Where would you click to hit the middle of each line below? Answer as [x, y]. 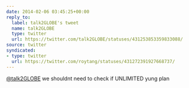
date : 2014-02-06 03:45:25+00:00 [48, 12]
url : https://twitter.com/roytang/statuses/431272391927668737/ [93, 61]
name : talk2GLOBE [33, 28]
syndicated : [21, 51]
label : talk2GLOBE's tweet [45, 23]
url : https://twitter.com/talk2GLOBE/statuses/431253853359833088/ [97, 39]
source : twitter [26, 45]
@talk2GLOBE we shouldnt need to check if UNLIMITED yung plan [88, 78]
